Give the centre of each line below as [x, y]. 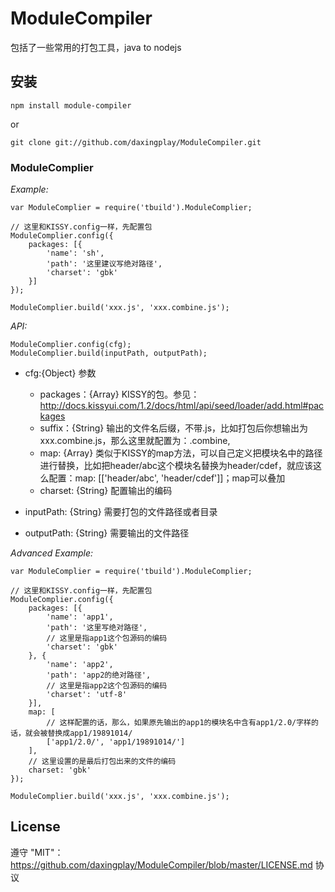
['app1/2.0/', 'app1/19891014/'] [116, 742]
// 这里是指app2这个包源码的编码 [107, 686]
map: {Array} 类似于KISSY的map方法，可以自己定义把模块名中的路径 [181, 453]
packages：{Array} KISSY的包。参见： [119, 394]
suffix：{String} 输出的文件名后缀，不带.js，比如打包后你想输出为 [174, 428]
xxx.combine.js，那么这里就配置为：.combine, [135, 441]
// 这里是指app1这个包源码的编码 [107, 638]
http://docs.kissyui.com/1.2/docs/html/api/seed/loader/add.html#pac [182, 406]
